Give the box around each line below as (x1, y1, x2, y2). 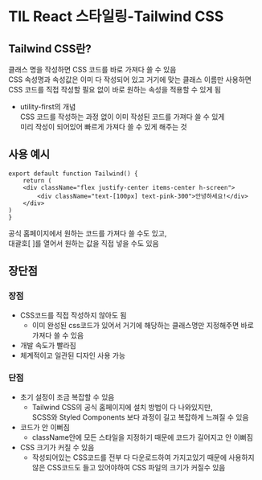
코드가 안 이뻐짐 (19, 422, 70, 432)
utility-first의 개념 (19, 102, 76, 111)
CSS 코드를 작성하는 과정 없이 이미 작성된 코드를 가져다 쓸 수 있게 (19, 112, 225, 121)
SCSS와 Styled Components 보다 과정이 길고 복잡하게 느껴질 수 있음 (31, 412, 249, 422)
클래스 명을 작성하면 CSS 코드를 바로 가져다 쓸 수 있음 (8, 65, 177, 74)
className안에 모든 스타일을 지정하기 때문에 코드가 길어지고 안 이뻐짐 (31, 432, 253, 442)
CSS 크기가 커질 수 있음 (19, 442, 95, 452)
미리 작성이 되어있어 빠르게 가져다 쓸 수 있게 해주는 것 (19, 122, 187, 131)
